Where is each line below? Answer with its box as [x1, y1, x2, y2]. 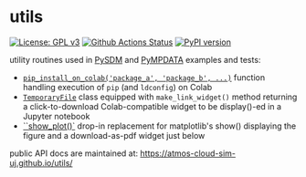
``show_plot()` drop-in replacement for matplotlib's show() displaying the [22, 120, 297, 131]
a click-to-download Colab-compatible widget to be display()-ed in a [22, 100, 281, 111]
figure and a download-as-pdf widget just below [22, 130, 206, 141]
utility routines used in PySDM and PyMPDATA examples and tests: [9, 54, 261, 65]
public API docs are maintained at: [9, 148, 139, 159]
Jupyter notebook [22, 110, 90, 121]
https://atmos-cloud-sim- [140, 148, 236, 159]
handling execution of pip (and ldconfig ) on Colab [22, 81, 213, 92]
